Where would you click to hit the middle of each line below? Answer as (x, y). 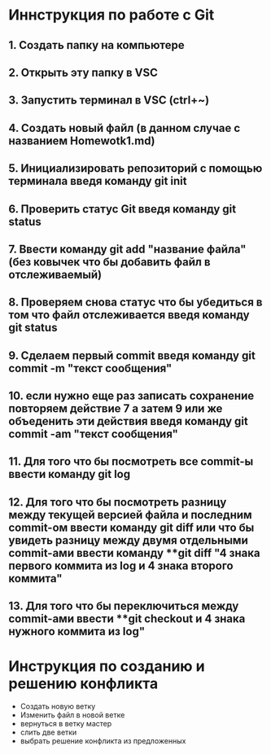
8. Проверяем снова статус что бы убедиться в (135, 302)
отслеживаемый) (55, 274)
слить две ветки (48, 732)
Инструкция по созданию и (107, 666)
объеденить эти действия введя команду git (128, 421)
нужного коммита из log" (77, 631)
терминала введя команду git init (98, 181)
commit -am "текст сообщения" (94, 434)
